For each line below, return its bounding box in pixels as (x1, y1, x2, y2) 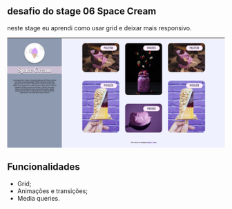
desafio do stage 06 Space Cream (7, 6, 157, 17)
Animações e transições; (17, 186, 88, 195)
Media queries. (17, 194, 60, 202)
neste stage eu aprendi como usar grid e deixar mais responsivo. (7, 23, 192, 32)
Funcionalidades (7, 161, 81, 173)
